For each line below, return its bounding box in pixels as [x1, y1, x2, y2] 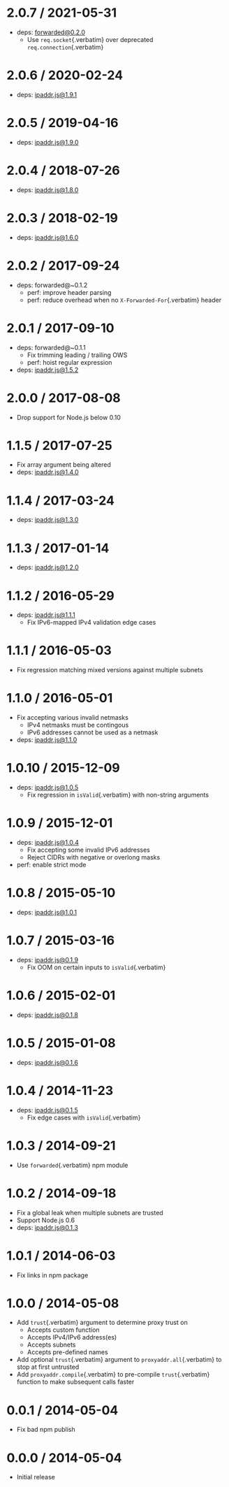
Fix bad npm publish [16, 1426, 76, 1434]
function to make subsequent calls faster [16, 1378, 135, 1386]
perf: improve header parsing [27, 288, 112, 296]
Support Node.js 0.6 [16, 1216, 75, 1224]
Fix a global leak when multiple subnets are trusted [16, 1208, 163, 1217]
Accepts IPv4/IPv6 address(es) [27, 1333, 117, 1342]
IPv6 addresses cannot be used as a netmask [27, 728, 158, 737]
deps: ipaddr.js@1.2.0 [16, 563, 80, 572]
